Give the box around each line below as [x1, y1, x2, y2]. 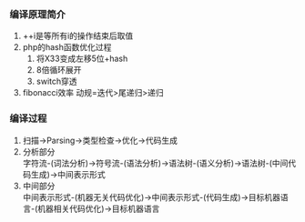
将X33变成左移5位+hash [36, 53, 128, 65]
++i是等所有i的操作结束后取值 [22, 30, 134, 42]
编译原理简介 [9, 7, 66, 20]
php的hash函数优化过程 [22, 42, 112, 53]
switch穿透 [36, 76, 77, 87]
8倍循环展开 [36, 65, 82, 76]
